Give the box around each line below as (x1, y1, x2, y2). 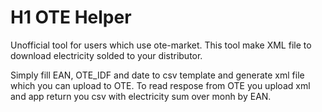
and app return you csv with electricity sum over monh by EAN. (10, 90, 272, 102)
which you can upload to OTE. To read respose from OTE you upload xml (10, 79, 311, 91)
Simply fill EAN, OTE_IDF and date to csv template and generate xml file (10, 69, 305, 81)
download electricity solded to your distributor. (10, 49, 203, 61)
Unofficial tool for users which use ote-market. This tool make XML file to (10, 39, 312, 51)
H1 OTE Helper (10, 6, 132, 29)
